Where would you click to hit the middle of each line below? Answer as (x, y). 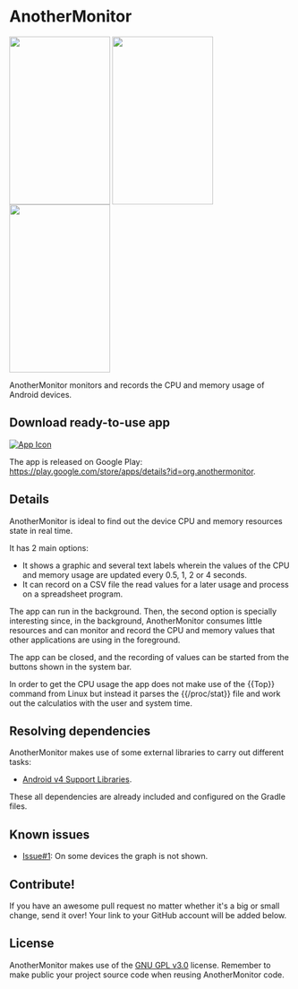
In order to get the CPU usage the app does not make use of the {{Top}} (142, 684)
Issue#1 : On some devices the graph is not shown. (115, 856)
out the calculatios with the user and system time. (101, 703)
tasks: (21, 762)
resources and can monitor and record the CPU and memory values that (142, 630)
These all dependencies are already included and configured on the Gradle (148, 797)
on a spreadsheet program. (72, 594)
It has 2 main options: (49, 547)
